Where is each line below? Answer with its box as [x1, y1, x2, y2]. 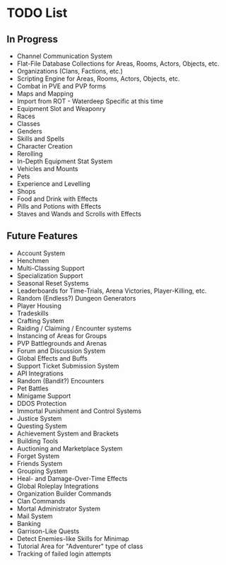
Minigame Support [16, 391, 71, 400]
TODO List [6, 5, 68, 21]
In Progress [6, 33, 58, 45]
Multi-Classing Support [16, 264, 85, 272]
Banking [16, 519, 42, 528]
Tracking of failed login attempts [16, 549, 112, 558]
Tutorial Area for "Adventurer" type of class [16, 542, 143, 550]
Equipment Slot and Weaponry [16, 105, 107, 112]
